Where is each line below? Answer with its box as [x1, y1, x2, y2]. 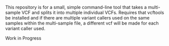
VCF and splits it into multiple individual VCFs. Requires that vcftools [21, 9, 164, 15]
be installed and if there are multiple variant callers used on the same [5, 15, 150, 20]
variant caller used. [5, 25, 46, 31]
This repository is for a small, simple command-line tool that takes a [5, 4, 147, 10]
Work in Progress [5, 35, 42, 41]
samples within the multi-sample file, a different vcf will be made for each [5, 20, 159, 26]
